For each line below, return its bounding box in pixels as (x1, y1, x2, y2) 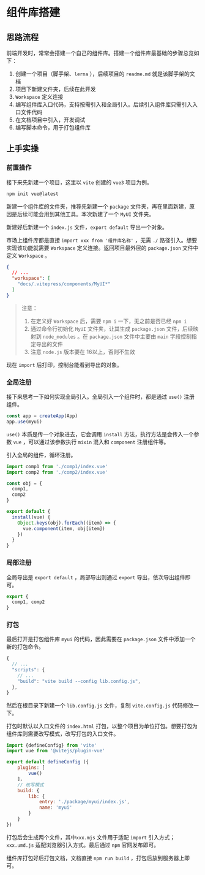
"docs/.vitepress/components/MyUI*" (17, 281, 111, 287)
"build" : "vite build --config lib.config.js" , (17, 678, 141, 684)
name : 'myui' (39, 804, 72, 811)
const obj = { (6, 480, 43, 487)
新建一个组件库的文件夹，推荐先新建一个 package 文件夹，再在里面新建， (6, 202, 190, 210)
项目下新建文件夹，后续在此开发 (15, 85, 96, 93)
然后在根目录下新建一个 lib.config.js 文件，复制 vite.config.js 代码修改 (6, 701, 194, 709)
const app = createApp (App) (6, 413, 78, 419)
